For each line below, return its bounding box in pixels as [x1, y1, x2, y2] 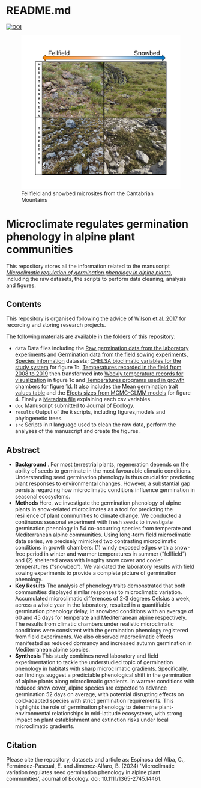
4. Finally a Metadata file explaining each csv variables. [14, 396, 152, 403]
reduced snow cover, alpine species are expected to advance [14, 684, 167, 691]
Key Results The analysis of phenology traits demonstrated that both [14, 582, 186, 589]
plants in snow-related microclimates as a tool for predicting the [14, 506, 173, 513]
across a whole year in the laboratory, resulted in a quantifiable [14, 601, 171, 608]
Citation [6, 740, 37, 750]
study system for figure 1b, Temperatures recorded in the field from [14, 364, 182, 371]
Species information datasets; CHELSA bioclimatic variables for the [14, 357, 181, 365]
